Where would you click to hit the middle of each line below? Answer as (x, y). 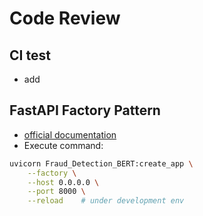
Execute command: (63, 145)
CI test (30, 55)
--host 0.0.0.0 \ (63, 182)
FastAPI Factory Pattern (85, 110)
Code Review (65, 18)
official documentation (70, 134)
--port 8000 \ (56, 192)
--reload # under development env (106, 201)
